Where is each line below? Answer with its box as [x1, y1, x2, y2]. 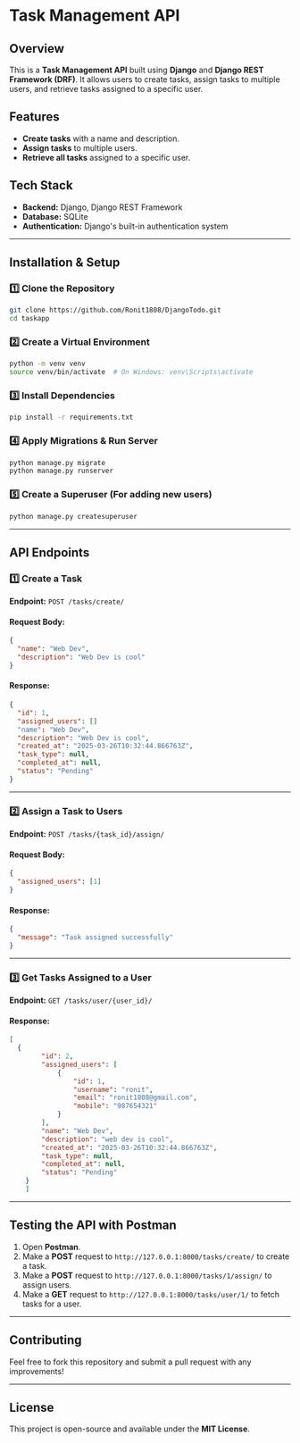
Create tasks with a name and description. [21, 133, 180, 144]
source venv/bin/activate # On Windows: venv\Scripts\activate [9, 368, 254, 377]
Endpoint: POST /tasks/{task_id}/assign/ [9, 829, 165, 839]
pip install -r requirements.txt [9, 413, 134, 422]
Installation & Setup [9, 255, 121, 271]
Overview [9, 41, 65, 56]
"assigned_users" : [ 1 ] [17, 877, 102, 887]
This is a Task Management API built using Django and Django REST [9, 64, 264, 75]
